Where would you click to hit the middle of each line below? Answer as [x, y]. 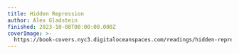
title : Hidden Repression [46, 14]
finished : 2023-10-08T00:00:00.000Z [62, 27]
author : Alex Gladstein [43, 20]
